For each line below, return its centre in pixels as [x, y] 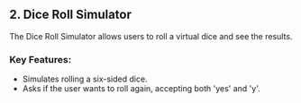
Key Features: [41, 59]
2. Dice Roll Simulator [71, 15]
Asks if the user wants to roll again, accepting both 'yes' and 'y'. [141, 89]
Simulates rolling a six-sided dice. [85, 79]
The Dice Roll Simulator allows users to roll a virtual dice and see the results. [151, 36]
